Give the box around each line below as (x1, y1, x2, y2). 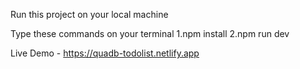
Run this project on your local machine (10, 9, 169, 20)
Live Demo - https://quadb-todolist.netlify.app (10, 47, 200, 59)
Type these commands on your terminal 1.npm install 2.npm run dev (10, 28, 290, 39)
